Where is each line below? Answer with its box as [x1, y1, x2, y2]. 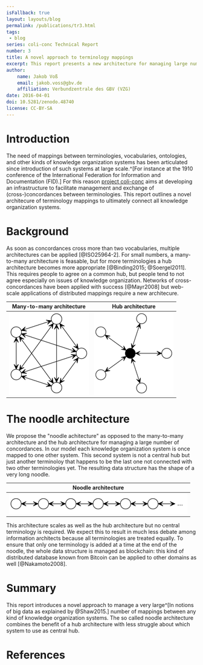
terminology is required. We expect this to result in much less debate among [6, 528, 196, 536]
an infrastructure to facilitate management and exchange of [6, 184, 155, 191]
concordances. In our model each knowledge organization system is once [6, 445, 190, 452]
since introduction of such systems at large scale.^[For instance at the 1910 [6, 165, 193, 172]
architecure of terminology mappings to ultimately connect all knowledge [6, 197, 188, 204]
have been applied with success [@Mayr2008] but [43, 283, 170, 290]
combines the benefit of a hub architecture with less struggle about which [6, 621, 190, 628]
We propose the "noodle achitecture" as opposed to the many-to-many [6, 432, 184, 439]
